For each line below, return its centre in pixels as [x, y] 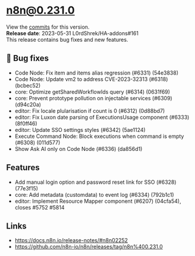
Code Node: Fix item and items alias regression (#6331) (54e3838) [97, 73]
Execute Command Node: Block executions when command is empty [99, 136]
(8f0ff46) [26, 124]
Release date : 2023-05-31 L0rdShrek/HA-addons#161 [72, 33]
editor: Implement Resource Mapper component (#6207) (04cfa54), [98, 201]
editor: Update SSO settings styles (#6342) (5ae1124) [80, 129]
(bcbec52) [28, 85]
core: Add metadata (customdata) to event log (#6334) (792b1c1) [94, 195]
